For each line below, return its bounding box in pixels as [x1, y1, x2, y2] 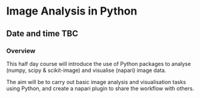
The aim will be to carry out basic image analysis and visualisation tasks [6, 78, 186, 85]
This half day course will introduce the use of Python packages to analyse [6, 60, 191, 67]
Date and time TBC [6, 28, 79, 39]
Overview [6, 47, 36, 55]
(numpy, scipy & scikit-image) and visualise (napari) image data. [6, 67, 167, 74]
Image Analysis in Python [6, 4, 138, 18]
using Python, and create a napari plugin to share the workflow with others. [6, 85, 195, 92]
